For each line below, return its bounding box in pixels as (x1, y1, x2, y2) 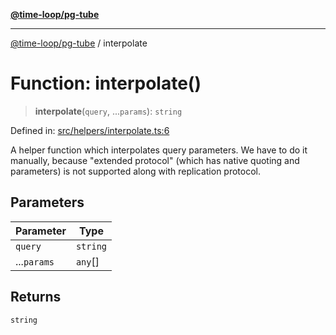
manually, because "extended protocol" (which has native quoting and (10, 154, 300, 166)
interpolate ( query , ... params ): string (34, 105, 183, 117)
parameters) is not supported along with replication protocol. (10, 165, 262, 177)
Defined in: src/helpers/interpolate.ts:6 (10, 124, 170, 136)
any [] (75, 254, 100, 268)
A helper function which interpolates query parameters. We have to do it (10, 144, 308, 156)
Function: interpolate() (10, 72, 202, 95)
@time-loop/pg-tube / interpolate (10, 37, 148, 49)
